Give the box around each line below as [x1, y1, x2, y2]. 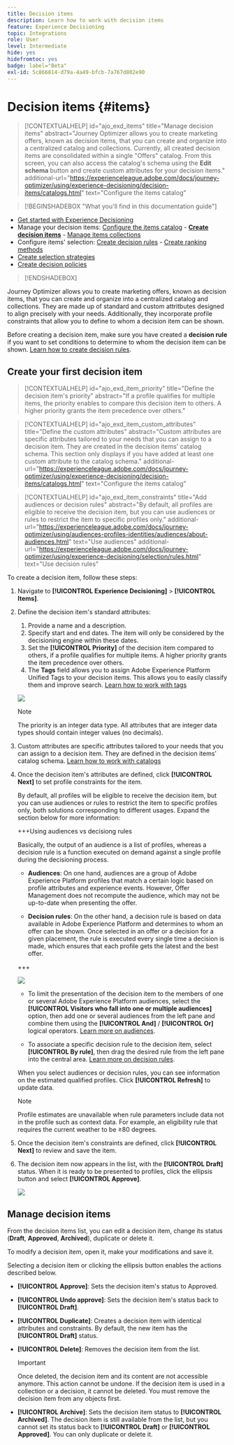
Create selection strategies [17, 253, 96, 261]
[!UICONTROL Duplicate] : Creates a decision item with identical [17, 1316, 202, 1325]
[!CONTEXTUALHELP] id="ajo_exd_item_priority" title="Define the [24, 384, 214, 393]
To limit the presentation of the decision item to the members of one [27, 989, 224, 998]
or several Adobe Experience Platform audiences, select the [27, 997, 201, 1005]
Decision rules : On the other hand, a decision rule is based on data [27, 913, 221, 921]
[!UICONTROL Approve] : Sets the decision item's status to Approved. [17, 1282, 219, 1291]
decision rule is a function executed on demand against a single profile [17, 848, 221, 857]
